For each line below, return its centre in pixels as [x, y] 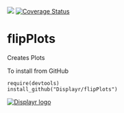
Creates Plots [26, 57]
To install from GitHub [38, 71]
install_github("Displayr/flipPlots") [62, 89]
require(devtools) [33, 83]
